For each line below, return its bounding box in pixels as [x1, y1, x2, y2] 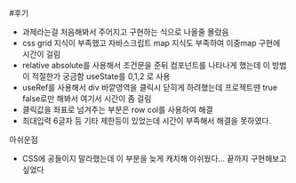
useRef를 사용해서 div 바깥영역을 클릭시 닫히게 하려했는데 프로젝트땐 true [21, 83, 278, 92]
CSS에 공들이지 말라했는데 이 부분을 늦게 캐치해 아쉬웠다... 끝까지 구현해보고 [21, 154, 287, 163]
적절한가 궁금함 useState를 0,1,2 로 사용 [31, 71, 171, 82]
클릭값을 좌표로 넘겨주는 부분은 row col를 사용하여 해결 [21, 105, 213, 115]
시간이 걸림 [21, 49, 61, 60]
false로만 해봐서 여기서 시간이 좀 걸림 [21, 93, 152, 104]
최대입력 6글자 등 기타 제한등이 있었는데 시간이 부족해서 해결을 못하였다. [21, 115, 272, 126]
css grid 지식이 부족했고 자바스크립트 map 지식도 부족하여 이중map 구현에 [21, 38, 281, 48]
